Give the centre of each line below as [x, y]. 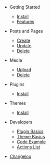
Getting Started [25, 7]
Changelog [20, 156]
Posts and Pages [26, 31]
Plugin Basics [30, 131]
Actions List [28, 147]
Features [25, 22]
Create [23, 40]
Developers [21, 122]
